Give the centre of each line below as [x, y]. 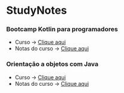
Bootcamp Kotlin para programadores [62, 29]
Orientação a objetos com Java [52, 64]
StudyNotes [37, 10]
